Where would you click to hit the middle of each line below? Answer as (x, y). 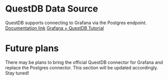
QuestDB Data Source (52, 9)
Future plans (32, 49)
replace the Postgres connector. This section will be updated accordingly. (82, 67)
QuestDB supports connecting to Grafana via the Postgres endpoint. (76, 23)
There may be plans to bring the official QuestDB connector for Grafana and (84, 62)
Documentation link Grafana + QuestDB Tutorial (55, 28)
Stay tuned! (17, 73)
